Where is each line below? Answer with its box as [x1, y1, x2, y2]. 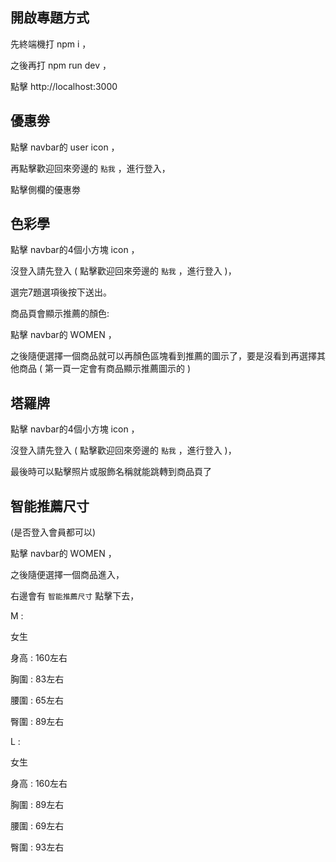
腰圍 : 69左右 [10, 820, 65, 832]
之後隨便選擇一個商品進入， [10, 569, 125, 581]
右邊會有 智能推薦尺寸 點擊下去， [10, 590, 140, 602]
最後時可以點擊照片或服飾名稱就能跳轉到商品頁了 [10, 466, 212, 478]
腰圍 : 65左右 [10, 694, 64, 707]
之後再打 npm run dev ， [10, 59, 112, 71]
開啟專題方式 [10, 9, 90, 27]
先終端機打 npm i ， [10, 38, 92, 50]
